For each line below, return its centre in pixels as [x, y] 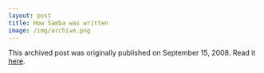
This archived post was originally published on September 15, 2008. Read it [132, 53]
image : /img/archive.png [49, 30]
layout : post [30, 15]
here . [17, 61]
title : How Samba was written [59, 23]
